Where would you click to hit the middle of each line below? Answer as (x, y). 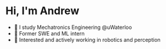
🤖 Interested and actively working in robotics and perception (87, 40)
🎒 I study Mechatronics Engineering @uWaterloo (73, 27)
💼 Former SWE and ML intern (49, 33)
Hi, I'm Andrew (42, 11)
